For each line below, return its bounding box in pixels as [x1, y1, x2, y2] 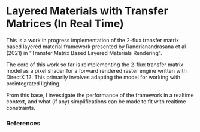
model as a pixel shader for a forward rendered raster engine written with [6, 67, 187, 74]
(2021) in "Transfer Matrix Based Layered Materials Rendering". [6, 49, 163, 56]
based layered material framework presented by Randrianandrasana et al [6, 43, 186, 50]
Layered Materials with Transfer [6, 4, 169, 18]
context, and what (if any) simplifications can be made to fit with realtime [6, 97, 186, 105]
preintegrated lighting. [6, 79, 61, 87]
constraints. [6, 104, 36, 111]
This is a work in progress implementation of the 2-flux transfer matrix [6, 36, 180, 44]
